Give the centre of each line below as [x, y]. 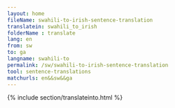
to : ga [17, 53]
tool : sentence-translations [49, 71]
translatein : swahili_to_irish [52, 26]
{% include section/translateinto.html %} [65, 98]
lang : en [20, 39]
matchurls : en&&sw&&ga [40, 78]
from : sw [20, 46]
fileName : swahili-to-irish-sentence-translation [80, 20]
